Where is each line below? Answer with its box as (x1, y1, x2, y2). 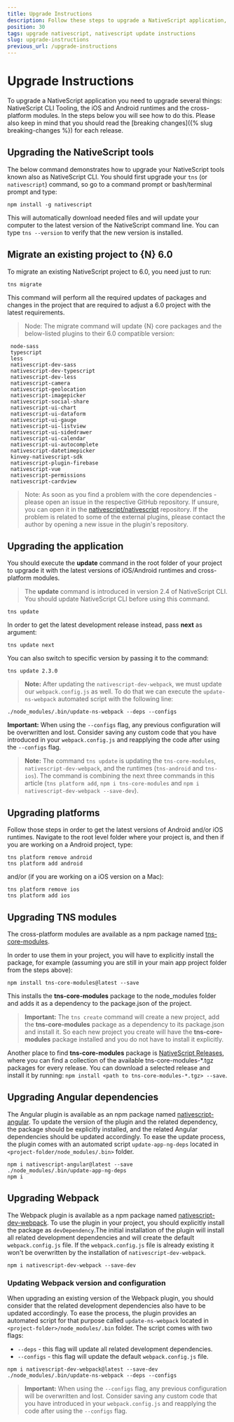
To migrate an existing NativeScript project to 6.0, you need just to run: (7, 267, 212, 276)
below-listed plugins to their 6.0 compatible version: (24, 329, 175, 338)
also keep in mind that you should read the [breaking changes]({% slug (7, 119, 213, 127)
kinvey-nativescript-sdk (10, 453, 83, 460)
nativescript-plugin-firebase (10, 459, 99, 467)
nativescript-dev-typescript (10, 367, 96, 374)
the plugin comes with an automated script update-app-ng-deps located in (7, 1140, 219, 1148)
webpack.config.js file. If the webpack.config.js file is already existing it (7, 1240, 214, 1249)
